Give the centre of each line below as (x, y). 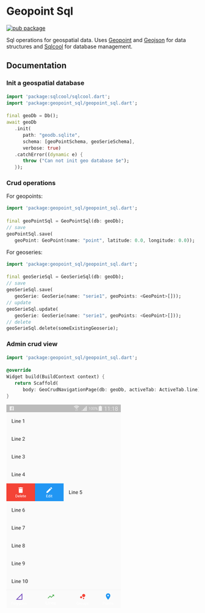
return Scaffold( (37, 383)
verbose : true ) (42, 148)
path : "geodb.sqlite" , (51, 135)
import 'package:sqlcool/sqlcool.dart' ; (59, 96)
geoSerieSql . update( (33, 309)
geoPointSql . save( (30, 234)
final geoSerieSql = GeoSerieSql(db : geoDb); (65, 277)
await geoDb (21, 122)
